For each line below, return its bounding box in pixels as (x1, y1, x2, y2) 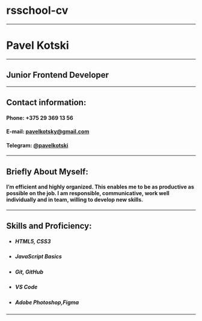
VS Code (14, 284, 38, 291)
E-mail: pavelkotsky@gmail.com (6, 128, 90, 136)
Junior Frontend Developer (6, 70, 109, 80)
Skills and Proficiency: (6, 221, 92, 231)
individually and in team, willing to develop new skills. (6, 196, 143, 204)
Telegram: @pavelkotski (6, 142, 69, 149)
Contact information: (6, 98, 87, 108)
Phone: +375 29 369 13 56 (6, 114, 73, 121)
